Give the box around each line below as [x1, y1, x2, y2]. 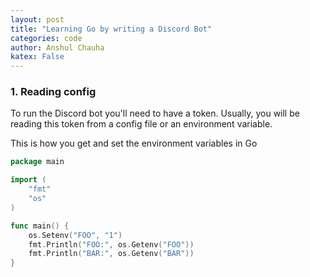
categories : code [10, 33, 83, 43]
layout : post [10, 14, 65, 25]
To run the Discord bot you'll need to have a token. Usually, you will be [10, 107, 300, 120]
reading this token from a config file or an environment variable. [10, 118, 273, 130]
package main [10, 157, 65, 167]
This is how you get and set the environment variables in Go [10, 137, 258, 150]
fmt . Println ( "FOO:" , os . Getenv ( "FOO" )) [28, 239, 195, 250]
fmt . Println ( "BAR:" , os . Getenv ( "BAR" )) [28, 249, 195, 259]
